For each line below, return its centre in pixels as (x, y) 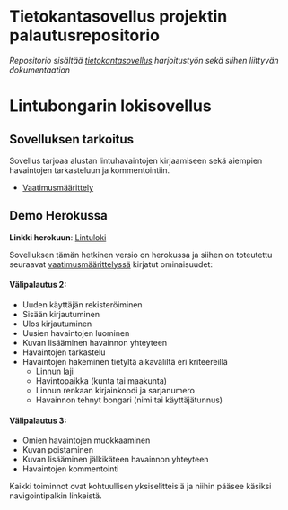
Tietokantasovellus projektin (118, 17)
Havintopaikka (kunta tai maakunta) (101, 380)
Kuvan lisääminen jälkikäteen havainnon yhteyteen (115, 460)
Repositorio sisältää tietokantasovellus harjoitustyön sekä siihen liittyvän (144, 60)
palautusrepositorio (84, 35)
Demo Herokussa (58, 216)
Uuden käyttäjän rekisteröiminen (82, 304)
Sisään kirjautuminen (61, 314)
